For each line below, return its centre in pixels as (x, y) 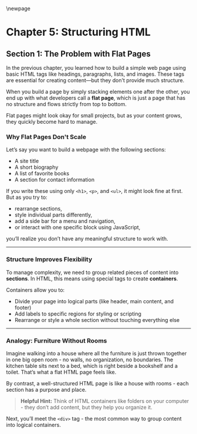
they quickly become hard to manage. (52, 122)
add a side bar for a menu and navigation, (65, 221)
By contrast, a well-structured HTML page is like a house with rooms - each (98, 383)
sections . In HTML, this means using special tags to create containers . (92, 279)
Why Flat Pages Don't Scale (46, 137)
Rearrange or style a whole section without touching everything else (97, 320)
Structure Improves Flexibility (49, 259)
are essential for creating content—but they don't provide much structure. (95, 80)
